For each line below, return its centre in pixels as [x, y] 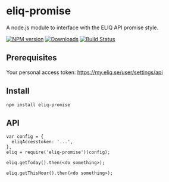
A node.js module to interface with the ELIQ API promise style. [82, 27]
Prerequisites [32, 58]
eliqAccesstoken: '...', [42, 142]
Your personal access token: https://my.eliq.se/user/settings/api [84, 72]
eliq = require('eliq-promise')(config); [58, 152]
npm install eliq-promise [38, 105]
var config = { [25, 137]
